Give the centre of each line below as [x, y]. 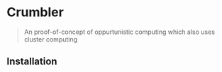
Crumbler [35, 12]
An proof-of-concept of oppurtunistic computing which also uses [120, 32]
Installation [32, 62]
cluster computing [51, 39]
